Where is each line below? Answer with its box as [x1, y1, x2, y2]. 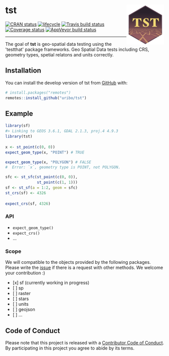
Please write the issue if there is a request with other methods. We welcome [5, 264, 163, 271]
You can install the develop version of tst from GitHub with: [5, 80, 128, 86]
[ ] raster [12, 291, 31, 297]
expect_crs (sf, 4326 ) [5, 201, 51, 206]
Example [5, 109, 33, 118]
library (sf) [5, 123, 30, 128]
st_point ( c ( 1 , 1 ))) [37, 180, 78, 185]
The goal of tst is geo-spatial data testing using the [5, 41, 112, 47]
